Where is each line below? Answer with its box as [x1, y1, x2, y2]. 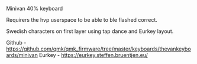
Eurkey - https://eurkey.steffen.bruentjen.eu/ [39, 52, 148, 58]
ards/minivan [6, 52, 38, 58]
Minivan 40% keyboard [6, 5, 63, 12]
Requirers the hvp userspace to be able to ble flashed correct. [6, 16, 158, 23]
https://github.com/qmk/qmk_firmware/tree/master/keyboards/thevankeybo [6, 45, 191, 52]
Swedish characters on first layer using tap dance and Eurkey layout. [6, 28, 174, 35]
